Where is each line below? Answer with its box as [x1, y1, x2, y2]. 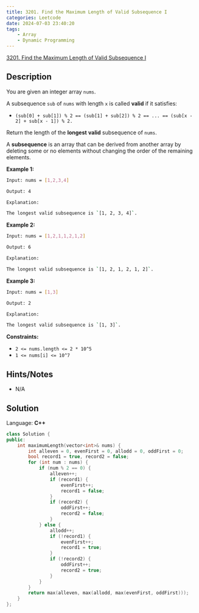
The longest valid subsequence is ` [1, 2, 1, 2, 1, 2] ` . [6, 266, 154, 272]
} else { [38, 521, 61, 528]
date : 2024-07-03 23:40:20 [6, 20, 75, 26]
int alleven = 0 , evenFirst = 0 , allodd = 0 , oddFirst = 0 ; [28, 448, 184, 454]
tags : [6, 26, 20, 32]
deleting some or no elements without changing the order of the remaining [6, 147, 193, 154]
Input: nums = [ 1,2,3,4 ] [6, 177, 69, 183]
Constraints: [6, 333, 39, 341]
